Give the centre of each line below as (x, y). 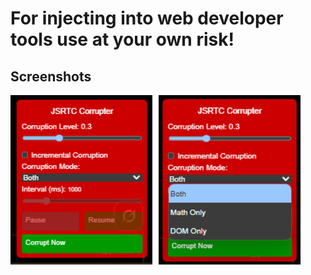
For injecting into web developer (147, 18)
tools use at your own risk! (122, 39)
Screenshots (51, 76)
